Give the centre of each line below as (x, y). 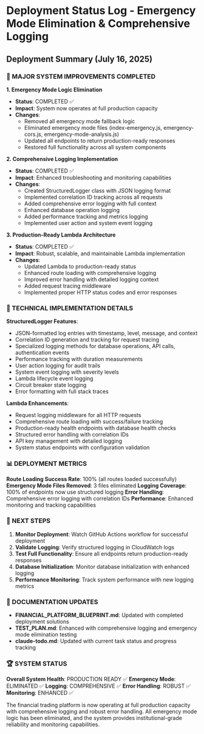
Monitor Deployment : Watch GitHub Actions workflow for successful (101, 534)
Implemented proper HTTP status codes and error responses (100, 292)
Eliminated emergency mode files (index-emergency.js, (93, 127)
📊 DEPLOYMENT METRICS (46, 464)
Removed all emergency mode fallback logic (80, 121)
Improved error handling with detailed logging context (91, 279)
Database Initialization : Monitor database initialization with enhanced (102, 566)
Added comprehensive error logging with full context (90, 203)
